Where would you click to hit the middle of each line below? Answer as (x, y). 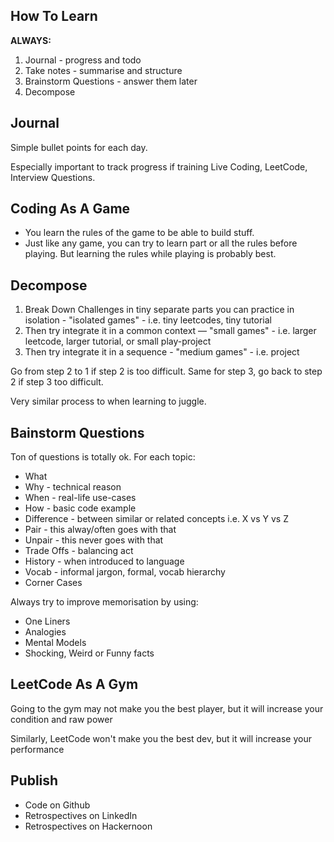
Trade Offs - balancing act (79, 551)
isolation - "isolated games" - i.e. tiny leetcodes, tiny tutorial (148, 320)
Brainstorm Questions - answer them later (111, 81)
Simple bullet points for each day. (79, 147)
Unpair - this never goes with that (94, 540)
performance (37, 749)
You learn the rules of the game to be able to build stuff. (139, 233)
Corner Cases (53, 583)
